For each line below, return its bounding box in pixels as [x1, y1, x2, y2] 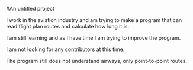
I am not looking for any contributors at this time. [6, 46, 125, 53]
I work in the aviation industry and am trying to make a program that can [6, 17, 182, 23]
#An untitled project [6, 5, 55, 12]
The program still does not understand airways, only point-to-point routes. [6, 58, 188, 64]
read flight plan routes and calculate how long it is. [6, 23, 129, 30]
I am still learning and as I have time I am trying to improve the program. [6, 34, 181, 41]
